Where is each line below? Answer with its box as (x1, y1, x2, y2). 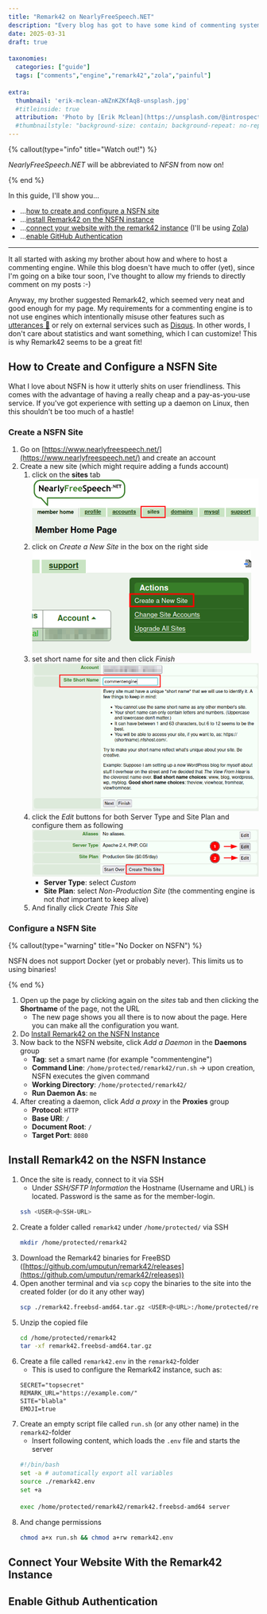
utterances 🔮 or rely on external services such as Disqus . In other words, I (8, 320, 250, 330)
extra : (8, 88, 30, 96)
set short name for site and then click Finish (31, 654, 176, 664)
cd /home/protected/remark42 (19, 1333, 117, 1342)
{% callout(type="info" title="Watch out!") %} (8, 145, 157, 154)
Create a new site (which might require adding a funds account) (19, 462, 229, 471)
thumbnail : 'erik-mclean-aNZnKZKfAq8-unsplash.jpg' (15, 96, 191, 105)
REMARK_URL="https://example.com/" (19, 1389, 138, 1398)
